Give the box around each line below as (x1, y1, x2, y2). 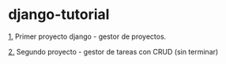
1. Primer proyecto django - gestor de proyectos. (8, 32, 167, 41)
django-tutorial (8, 6, 110, 24)
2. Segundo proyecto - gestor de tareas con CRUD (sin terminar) (8, 47, 219, 56)
